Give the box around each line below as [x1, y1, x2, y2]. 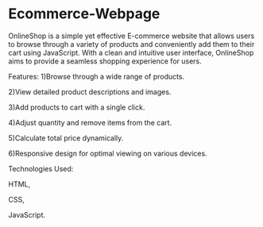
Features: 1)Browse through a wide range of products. [8, 71, 185, 81]
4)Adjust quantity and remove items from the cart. [8, 117, 172, 127]
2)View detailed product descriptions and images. [8, 87, 172, 96]
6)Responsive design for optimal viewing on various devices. [8, 148, 208, 158]
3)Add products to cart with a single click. [8, 102, 145, 112]
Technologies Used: [8, 164, 74, 173]
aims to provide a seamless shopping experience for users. [8, 56, 203, 66]
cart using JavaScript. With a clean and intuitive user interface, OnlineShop [8, 48, 254, 57]
